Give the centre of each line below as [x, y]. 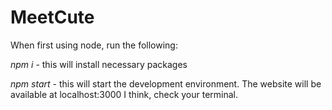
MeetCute [52, 17]
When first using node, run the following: [94, 45]
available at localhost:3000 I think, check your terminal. [124, 94]
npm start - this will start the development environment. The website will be [166, 83]
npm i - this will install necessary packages [99, 64]
